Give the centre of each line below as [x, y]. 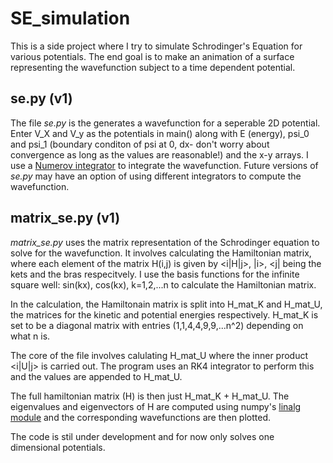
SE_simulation [70, 18]
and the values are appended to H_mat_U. [96, 376]
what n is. [30, 336]
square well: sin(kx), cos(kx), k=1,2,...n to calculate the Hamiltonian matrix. [163, 284]
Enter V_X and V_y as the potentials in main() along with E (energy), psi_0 [160, 133]
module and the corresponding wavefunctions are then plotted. [141, 417]
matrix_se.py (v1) [65, 218]
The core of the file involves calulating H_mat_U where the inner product [159, 355]
